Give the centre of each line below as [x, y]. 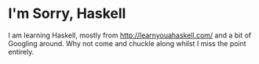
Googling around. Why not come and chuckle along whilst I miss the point [127, 43]
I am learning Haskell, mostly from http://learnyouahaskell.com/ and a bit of [130, 35]
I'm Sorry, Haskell [67, 14]
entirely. [21, 52]
